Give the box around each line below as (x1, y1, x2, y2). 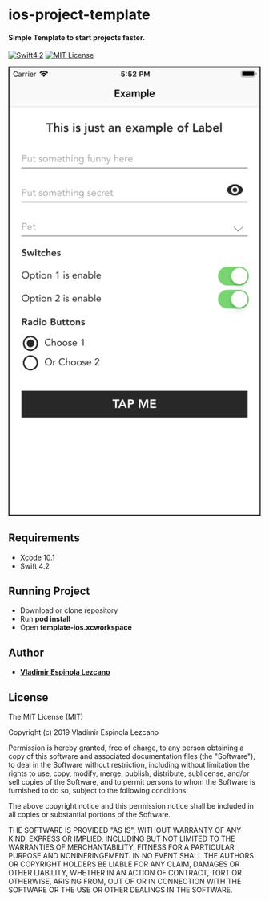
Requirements (8, 532, 80, 545)
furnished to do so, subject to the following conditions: (8, 785, 188, 795)
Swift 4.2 (19, 561, 50, 571)
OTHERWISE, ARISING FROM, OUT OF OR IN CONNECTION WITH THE (8, 876, 242, 886)
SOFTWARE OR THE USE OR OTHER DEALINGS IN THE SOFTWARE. (8, 885, 233, 895)
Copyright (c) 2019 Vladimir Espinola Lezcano (8, 727, 159, 736)
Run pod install (19, 614, 71, 624)
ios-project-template (8, 6, 151, 24)
